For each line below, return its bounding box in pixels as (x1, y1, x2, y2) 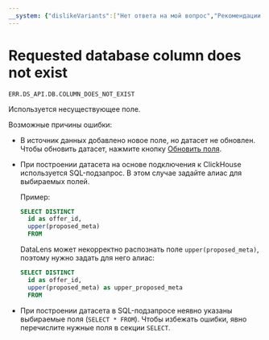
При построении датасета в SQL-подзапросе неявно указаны (19, 305, 233, 315)
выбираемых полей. (19, 176, 90, 186)
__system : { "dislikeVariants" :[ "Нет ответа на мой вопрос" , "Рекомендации (8, 11, 262, 20)
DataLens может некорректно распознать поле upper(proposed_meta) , (19, 244, 259, 254)
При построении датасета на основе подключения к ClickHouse (19, 159, 242, 169)
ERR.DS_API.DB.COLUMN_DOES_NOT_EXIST (8, 90, 135, 98)
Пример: (19, 192, 51, 202)
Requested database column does (8, 46, 242, 64)
